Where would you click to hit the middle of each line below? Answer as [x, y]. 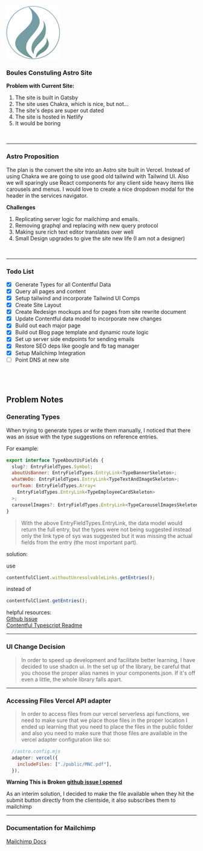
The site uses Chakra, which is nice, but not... [72, 104]
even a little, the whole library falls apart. [72, 679]
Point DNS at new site [42, 360]
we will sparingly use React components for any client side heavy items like [100, 182]
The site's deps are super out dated [59, 111]
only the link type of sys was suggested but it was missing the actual [107, 535]
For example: [23, 448]
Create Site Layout [38, 305]
